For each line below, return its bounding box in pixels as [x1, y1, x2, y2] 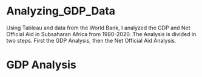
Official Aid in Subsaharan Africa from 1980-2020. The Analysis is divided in [6, 30, 197, 37]
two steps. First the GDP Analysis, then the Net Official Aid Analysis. [6, 37, 177, 44]
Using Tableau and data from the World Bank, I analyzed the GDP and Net [6, 24, 190, 31]
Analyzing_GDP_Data [6, 4, 116, 18]
